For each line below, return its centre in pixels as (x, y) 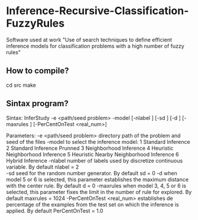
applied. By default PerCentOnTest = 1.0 (55, 211)
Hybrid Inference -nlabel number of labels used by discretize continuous (95, 160)
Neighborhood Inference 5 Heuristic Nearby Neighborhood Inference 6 (92, 154)
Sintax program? (38, 104)
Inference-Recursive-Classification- (98, 11)
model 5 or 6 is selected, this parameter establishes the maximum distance (98, 179)
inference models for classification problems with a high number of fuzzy (95, 46)
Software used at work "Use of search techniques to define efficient (89, 40)
